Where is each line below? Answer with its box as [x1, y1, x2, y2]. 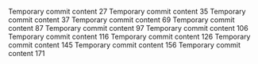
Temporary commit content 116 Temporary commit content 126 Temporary [8, 32, 251, 41]
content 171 [8, 49, 45, 58]
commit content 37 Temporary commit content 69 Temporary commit [8, 15, 235, 24]
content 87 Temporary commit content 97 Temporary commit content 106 [8, 24, 248, 32]
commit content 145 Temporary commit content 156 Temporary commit [8, 40, 241, 50]
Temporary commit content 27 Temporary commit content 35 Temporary [8, 7, 246, 16]
